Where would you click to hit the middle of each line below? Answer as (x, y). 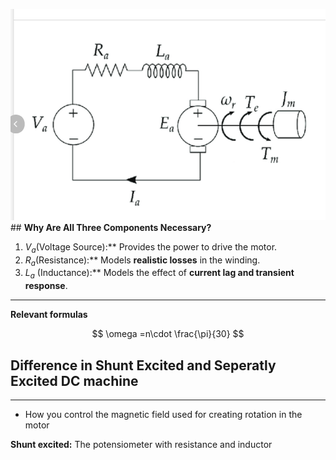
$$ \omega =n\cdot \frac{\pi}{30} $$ (168, 334)
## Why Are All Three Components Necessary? (111, 227)
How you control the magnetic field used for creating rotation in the (163, 414)
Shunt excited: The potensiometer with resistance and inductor (141, 444)
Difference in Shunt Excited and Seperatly (143, 365)
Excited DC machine (74, 380)
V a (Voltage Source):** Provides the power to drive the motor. (151, 247)
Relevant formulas (49, 315)
